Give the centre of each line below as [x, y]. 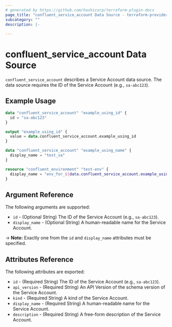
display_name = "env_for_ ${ [40, 174]
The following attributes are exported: [45, 272]
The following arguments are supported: [48, 207]
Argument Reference [39, 195]
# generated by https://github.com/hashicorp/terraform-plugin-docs [80, 10]
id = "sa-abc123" [28, 118]
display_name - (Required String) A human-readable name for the [81, 303]
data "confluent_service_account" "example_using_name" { [68, 151]
